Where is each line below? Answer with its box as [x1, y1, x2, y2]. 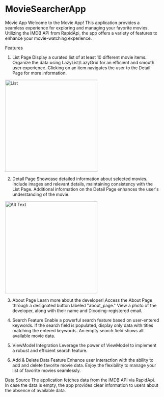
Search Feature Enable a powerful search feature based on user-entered [12, 317, 160, 323]
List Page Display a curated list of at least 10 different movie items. [12, 54, 147, 60]
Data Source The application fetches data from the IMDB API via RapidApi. [5, 377, 156, 383]
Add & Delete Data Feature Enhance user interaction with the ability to [12, 357, 154, 363]
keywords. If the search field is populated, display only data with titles [12, 322, 154, 328]
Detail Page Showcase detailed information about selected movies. [12, 176, 148, 182]
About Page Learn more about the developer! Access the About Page [12, 297, 153, 303]
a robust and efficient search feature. [12, 347, 87, 353]
